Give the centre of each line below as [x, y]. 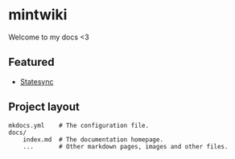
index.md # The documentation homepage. [93, 139]
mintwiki [38, 15]
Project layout [44, 107]
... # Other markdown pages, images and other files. [126, 146]
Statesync [37, 81]
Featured [31, 62]
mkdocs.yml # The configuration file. [79, 125]
